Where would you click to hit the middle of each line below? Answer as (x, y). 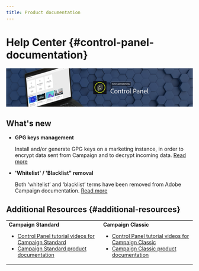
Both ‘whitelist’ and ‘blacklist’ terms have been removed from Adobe (98, 185)
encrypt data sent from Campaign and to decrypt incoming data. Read (100, 155)
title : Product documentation (44, 12)
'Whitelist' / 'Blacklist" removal (54, 173)
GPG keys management (44, 138)
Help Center (36, 42)
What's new (29, 123)
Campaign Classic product (144, 249)
